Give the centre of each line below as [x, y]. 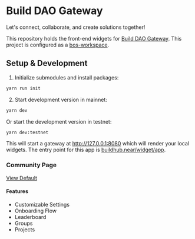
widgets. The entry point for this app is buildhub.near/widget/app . [86, 150]
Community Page [32, 165]
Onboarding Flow [36, 211]
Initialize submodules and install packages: [67, 77]
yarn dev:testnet [27, 132]
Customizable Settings [42, 204]
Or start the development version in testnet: [59, 121]
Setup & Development [47, 63]
